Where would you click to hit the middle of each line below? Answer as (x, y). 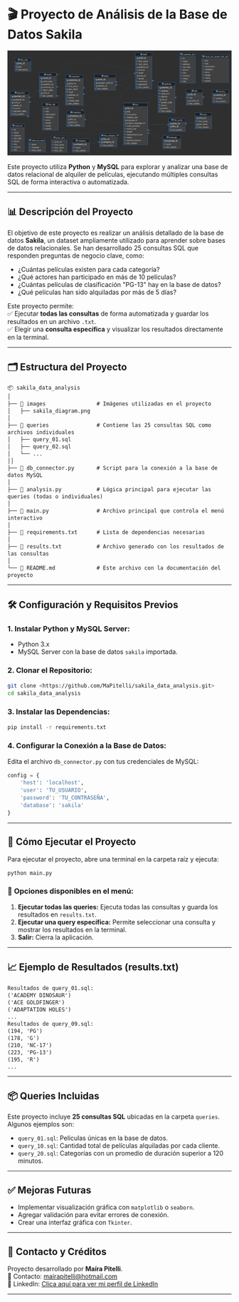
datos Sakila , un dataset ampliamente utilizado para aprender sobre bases (116, 240)
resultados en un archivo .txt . (52, 321)
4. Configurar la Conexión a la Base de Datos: (87, 746)
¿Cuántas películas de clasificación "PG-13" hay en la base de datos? (119, 284)
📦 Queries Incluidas (53, 1096)
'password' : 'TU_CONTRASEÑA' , (65, 798)
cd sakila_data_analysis (44, 694)
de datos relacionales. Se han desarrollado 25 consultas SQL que (103, 248)
